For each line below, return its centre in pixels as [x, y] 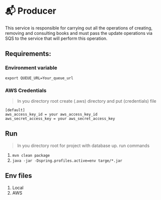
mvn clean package [31, 155]
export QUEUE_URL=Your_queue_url [39, 78]
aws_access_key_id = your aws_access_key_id [51, 114]
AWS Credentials [26, 90]
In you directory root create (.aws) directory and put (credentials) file [87, 101]
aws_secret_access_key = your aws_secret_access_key [60, 118]
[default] [15, 110]
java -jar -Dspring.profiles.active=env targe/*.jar [67, 161]
